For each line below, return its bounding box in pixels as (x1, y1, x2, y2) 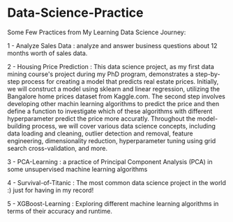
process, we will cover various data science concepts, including (31, 121, 216, 130)
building (7, 121, 31, 130)
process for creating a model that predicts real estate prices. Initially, (21, 77, 219, 85)
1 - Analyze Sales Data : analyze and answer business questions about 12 (7, 41, 218, 50)
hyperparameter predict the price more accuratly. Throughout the (7, 114, 196, 123)
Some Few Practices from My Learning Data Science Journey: (7, 28, 186, 36)
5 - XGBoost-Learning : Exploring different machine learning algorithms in (7, 199, 219, 207)
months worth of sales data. (7, 49, 88, 57)
